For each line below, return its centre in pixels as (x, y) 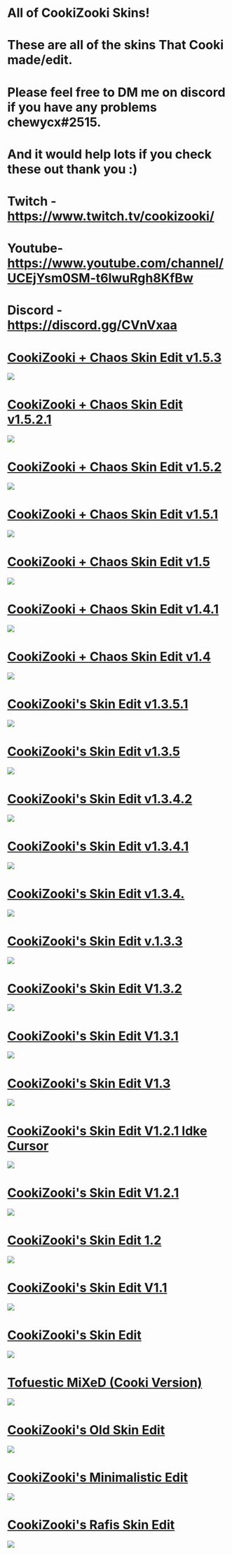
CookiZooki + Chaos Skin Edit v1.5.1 (113, 515)
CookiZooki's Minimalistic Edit (98, 1478)
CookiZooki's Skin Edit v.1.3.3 (95, 941)
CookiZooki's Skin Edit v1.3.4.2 (100, 799)
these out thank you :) (73, 169)
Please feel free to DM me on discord (116, 92)
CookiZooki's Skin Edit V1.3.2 (95, 988)
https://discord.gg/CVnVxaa (92, 325)
